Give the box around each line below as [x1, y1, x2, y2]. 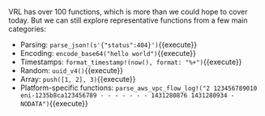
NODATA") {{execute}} [19, 99, 88, 108]
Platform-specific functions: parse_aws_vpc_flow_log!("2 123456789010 [19, 83, 258, 92]
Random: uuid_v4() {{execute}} [19, 66, 124, 75]
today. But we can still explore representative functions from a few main [8, 15, 248, 25]
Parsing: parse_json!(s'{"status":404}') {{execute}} [19, 40, 198, 49]
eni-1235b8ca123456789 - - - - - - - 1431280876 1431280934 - [19, 92, 235, 100]
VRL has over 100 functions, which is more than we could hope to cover [8, 7, 249, 16]
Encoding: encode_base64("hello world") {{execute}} [19, 49, 196, 58]
